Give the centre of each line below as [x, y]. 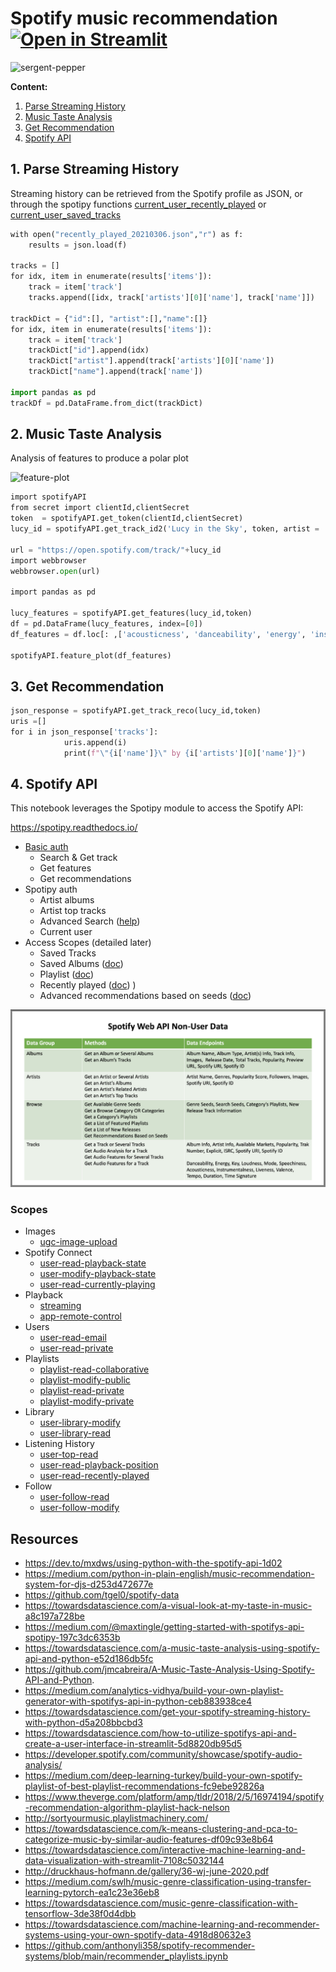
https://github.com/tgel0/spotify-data [102, 1595]
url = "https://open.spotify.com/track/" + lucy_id [116, 550]
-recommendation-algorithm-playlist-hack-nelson [127, 1808]
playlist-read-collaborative [94, 1369]
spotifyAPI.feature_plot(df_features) [91, 655]
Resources [44, 1538]
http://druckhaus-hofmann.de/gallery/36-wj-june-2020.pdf [147, 1871]
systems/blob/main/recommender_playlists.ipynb [126, 1956]
